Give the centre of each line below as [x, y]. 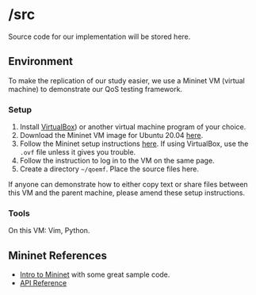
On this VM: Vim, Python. [49, 231]
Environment [41, 61]
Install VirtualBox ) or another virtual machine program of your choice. [133, 127]
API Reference [43, 283]
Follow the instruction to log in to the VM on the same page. [117, 161]
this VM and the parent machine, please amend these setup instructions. [127, 193]
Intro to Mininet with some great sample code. [95, 274]
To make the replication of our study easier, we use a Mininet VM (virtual [127, 80]
